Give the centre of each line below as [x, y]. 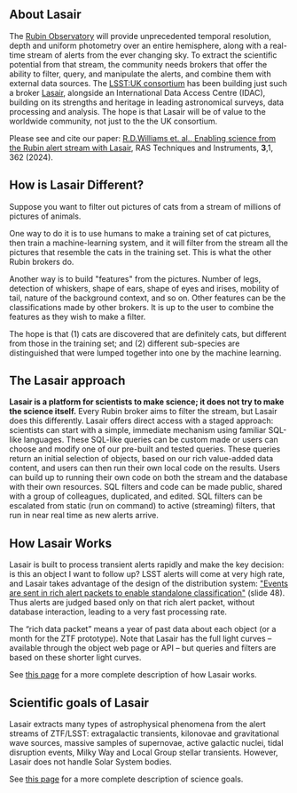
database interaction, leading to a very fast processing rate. [118, 612]
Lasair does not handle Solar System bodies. [91, 762]
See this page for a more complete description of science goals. [126, 779]
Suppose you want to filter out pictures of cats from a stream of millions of [145, 206]
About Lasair [45, 15]
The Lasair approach [67, 381]
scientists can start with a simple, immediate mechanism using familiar [138, 430]
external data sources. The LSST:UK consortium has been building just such [148, 83]
